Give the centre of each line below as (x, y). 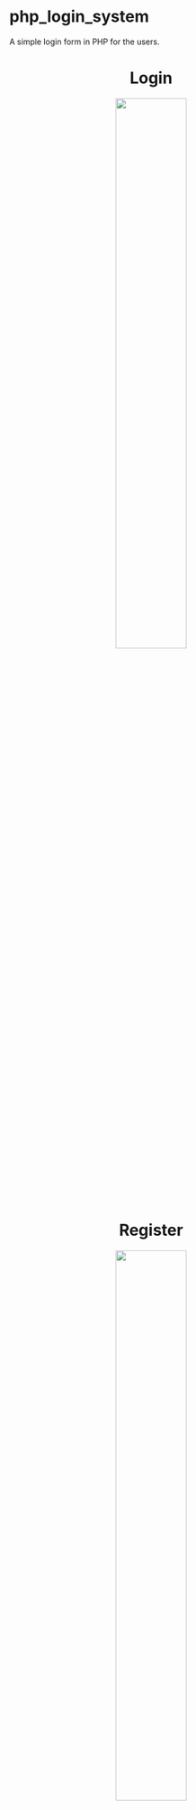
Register (151, 1230)
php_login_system (80, 17)
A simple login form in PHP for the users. (85, 42)
